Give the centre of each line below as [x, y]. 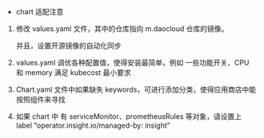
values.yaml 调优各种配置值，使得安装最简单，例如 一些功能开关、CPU [132, 63]
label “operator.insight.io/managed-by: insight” [93, 125]
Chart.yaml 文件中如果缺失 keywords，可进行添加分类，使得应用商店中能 [136, 89]
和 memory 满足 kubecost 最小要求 [74, 73]
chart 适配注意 [40, 12]
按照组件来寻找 [40, 99]
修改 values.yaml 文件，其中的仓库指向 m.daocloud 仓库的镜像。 [122, 29]
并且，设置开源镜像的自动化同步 [68, 45]
